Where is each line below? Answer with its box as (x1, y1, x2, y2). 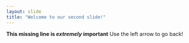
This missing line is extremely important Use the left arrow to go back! (6, 30, 184, 37)
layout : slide (6, 8, 42, 15)
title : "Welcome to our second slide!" (6, 14, 106, 20)
